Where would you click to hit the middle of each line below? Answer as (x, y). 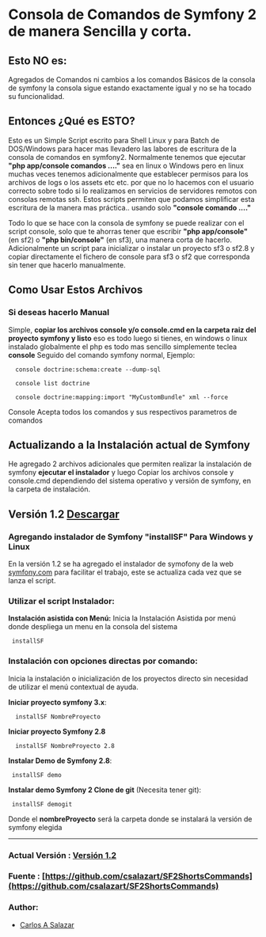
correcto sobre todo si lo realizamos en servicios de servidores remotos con (133, 191)
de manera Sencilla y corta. (100, 31)
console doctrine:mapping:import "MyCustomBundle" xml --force (122, 397)
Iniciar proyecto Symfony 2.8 (57, 731)
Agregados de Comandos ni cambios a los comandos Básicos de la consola (132, 80)
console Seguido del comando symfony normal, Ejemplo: (102, 355)
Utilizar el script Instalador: (61, 601)
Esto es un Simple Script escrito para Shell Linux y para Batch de (114, 140)
